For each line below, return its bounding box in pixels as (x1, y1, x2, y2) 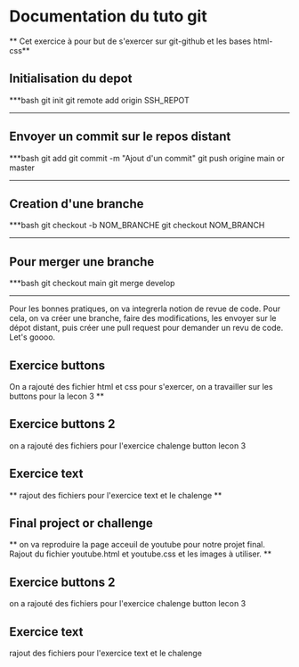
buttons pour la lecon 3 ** (9, 391, 105, 401)
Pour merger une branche (9, 254, 155, 269)
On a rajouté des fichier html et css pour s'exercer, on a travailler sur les (9, 382, 273, 391)
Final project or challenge (9, 515, 154, 531)
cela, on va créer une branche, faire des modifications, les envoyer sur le (9, 313, 278, 324)
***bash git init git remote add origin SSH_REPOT (9, 95, 190, 105)
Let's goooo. (9, 332, 56, 342)
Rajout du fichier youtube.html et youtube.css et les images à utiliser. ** (9, 548, 272, 559)
